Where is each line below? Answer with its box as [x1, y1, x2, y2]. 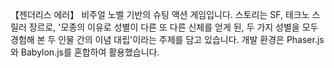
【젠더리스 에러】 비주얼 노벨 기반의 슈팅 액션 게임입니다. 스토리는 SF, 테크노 [10, 9, 310, 20]
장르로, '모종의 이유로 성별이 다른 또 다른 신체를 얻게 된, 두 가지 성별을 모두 [28, 21, 319, 33]
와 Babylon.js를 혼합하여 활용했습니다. [10, 46, 160, 58]
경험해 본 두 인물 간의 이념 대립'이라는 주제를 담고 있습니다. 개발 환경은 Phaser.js [10, 34, 325, 45]
